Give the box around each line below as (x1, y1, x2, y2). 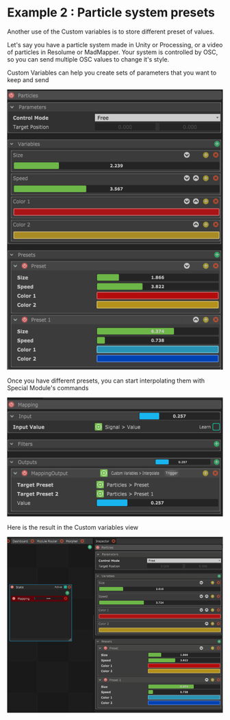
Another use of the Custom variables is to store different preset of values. (7, 27, 215, 36)
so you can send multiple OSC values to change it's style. (7, 55, 170, 63)
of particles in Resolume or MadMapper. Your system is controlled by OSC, (7, 48, 218, 56)
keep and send (7, 75, 49, 83)
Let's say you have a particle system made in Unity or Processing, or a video (7, 40, 223, 49)
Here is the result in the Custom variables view (7, 523, 139, 531)
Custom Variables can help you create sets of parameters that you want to (7, 68, 217, 77)
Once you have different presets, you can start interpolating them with (7, 376, 205, 385)
